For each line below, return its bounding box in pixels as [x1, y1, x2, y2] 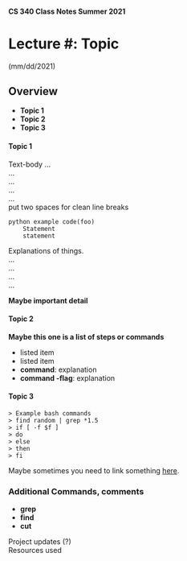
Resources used [8, 546, 62, 555]
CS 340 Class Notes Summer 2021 [8, 6, 126, 16]
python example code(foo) [8, 217, 95, 225]
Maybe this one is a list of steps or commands [8, 332, 165, 341]
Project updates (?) [8, 537, 72, 547]
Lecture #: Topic [8, 35, 120, 52]
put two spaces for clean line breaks [8, 202, 129, 212]
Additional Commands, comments [8, 485, 144, 497]
